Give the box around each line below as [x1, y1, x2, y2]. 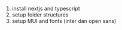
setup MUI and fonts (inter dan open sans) [11, 18, 117, 24]
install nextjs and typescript [11, 5, 80, 12]
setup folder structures [11, 11, 69, 18]
